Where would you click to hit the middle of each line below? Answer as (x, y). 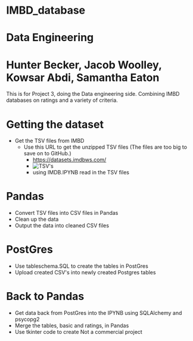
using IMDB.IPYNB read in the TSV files (81, 173)
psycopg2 (27, 320)
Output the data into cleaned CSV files (62, 226)
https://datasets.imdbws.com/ (69, 160)
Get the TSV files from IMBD (49, 141)
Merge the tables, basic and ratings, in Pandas (72, 326)
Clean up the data (37, 219)
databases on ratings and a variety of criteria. (62, 100)
